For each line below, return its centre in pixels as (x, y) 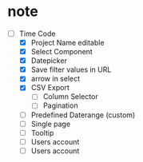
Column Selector (70, 97)
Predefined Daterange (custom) (83, 115)
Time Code (37, 34)
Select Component (62, 52)
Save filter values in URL (71, 69)
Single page (51, 124)
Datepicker (49, 61)
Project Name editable (68, 43)
